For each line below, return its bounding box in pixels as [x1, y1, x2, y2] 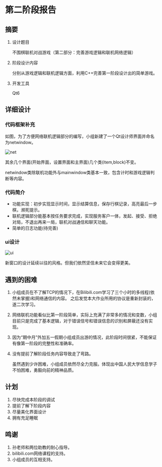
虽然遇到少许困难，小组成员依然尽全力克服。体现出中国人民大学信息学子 [12, 361, 157, 367]
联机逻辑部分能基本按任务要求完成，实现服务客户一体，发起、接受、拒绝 [12, 213, 157, 219]
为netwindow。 [5, 139, 36, 145]
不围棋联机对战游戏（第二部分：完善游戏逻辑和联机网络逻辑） [12, 50, 136, 55]
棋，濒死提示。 [12, 207, 42, 213]
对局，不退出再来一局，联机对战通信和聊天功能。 [12, 219, 110, 225]
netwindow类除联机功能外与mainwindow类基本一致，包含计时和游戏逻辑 [5, 169, 151, 175]
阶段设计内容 [12, 60, 38, 66]
